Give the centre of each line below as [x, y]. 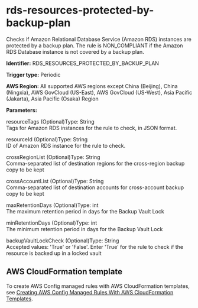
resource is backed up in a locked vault [54, 253]
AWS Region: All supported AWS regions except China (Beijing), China [92, 86]
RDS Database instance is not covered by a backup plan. [75, 51]
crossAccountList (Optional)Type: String [55, 181]
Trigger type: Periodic [33, 74]
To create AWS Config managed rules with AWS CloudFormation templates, [98, 286]
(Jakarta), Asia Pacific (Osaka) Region [52, 99]
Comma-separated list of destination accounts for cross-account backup [95, 187]
